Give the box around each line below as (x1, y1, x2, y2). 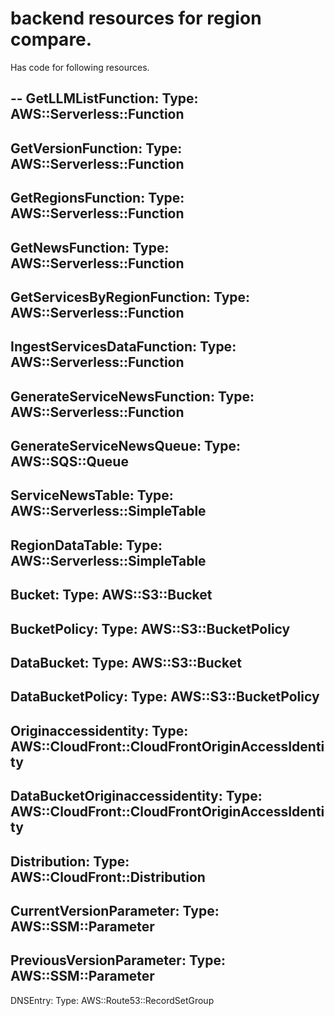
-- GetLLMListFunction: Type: (10, 90, 199, 107)
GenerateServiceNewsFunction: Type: (10, 388, 255, 405)
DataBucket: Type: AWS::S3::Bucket (10, 655, 242, 672)
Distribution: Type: (10, 853, 130, 870)
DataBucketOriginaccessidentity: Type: (10, 788, 263, 805)
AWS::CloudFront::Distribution (10, 868, 206, 886)
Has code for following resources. (10, 61, 150, 73)
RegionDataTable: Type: (10, 537, 163, 554)
